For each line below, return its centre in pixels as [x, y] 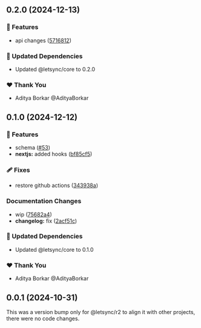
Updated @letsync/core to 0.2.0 [55, 69]
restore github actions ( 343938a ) [57, 185]
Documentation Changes [44, 201]
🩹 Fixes [18, 170]
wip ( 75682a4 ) [34, 214]
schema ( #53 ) [32, 147]
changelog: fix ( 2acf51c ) [46, 221]
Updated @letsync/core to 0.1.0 [54, 249]
